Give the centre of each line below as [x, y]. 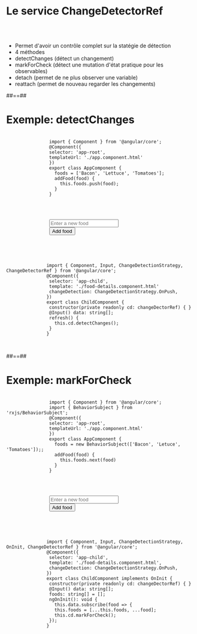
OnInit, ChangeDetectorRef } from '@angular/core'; [72, 547]
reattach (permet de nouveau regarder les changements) [85, 84]
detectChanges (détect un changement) [64, 58]
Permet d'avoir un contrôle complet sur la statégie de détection [93, 46]
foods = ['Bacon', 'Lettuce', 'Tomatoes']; [109, 173]
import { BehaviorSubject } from [91, 407]
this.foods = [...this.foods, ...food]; [105, 610]
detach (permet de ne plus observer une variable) [76, 77]
